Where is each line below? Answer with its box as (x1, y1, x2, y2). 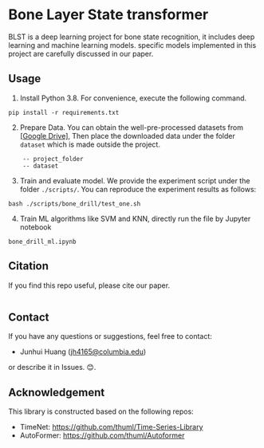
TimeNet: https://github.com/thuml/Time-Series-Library (19, 422, 203, 432)
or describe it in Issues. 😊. (8, 363, 97, 372)
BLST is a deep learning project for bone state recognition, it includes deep (8, 32, 255, 41)
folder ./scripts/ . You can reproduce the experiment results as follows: (19, 184, 257, 194)
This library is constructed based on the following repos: (8, 407, 194, 416)
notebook (19, 222, 52, 232)
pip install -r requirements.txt (8, 108, 120, 116)
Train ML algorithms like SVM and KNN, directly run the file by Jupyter (19, 214, 251, 223)
